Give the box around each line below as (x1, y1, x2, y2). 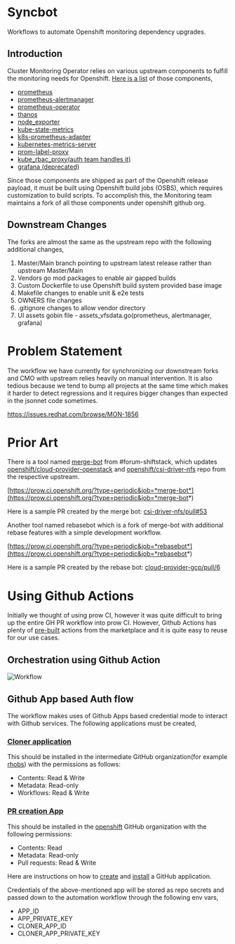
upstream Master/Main (17, 266, 83, 274)
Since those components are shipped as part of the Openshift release (7, 176, 208, 184)
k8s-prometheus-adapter (17, 132, 91, 141)
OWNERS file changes (17, 296, 82, 305)
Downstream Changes (7, 219, 107, 231)
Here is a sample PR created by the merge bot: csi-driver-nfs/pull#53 (7, 507, 208, 516)
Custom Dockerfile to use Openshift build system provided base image (17, 281, 222, 289)
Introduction (7, 48, 63, 60)
